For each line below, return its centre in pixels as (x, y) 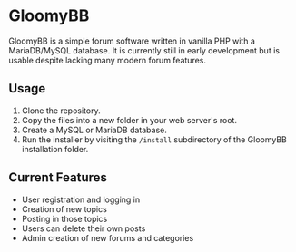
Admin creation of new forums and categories (108, 237)
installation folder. (55, 149)
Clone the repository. (61, 111)
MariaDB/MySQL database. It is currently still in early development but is (144, 50)
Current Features (58, 178)
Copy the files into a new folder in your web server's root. (129, 120)
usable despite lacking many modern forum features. (107, 60)
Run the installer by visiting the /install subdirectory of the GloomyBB (154, 139)
